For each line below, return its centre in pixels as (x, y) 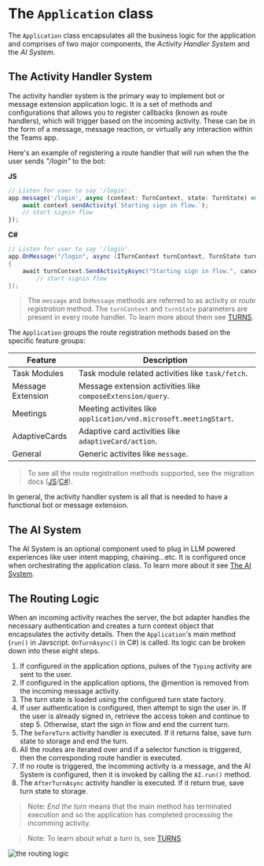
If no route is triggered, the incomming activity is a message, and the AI (135, 766)
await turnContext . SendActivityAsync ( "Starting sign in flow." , (130, 271)
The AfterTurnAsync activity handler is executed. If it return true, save (132, 783)
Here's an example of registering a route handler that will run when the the (128, 152)
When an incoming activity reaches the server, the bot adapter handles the (129, 618)
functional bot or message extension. (68, 505)
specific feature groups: (47, 341)
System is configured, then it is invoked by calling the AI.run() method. (135, 775)
